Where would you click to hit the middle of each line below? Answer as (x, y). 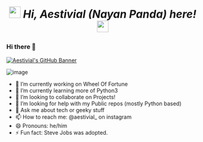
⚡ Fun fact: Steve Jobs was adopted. (61, 132)
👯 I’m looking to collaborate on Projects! (65, 97)
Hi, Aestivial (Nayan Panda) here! (110, 14)
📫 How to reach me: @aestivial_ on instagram (73, 117)
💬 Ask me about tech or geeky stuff (60, 110)
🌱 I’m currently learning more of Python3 (66, 90)
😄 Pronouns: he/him (41, 125)
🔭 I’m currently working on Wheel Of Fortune (72, 84)
